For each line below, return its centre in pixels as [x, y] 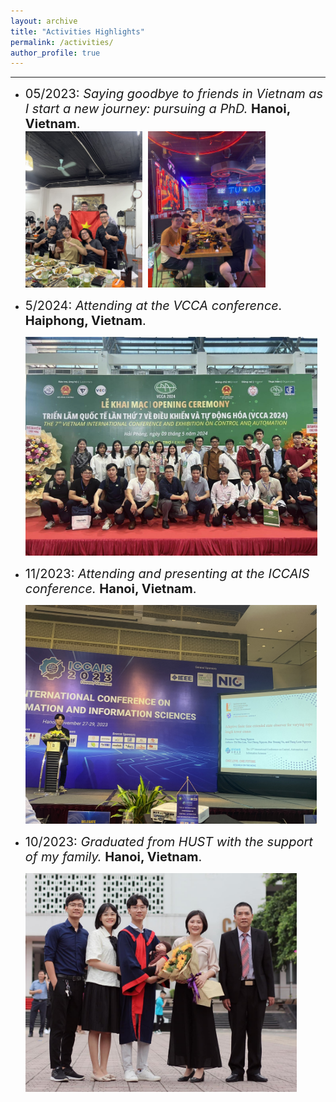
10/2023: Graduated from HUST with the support [168, 842]
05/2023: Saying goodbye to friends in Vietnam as [174, 94]
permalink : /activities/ [62, 42]
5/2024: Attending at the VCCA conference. [153, 306]
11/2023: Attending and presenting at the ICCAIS [167, 574]
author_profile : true [55, 53]
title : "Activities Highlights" [77, 31]
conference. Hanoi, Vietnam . [110, 589]
